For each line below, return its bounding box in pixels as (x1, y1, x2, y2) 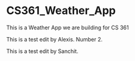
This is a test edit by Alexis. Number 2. (6, 35, 103, 43)
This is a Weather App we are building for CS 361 (6, 24, 129, 31)
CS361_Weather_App (6, 4, 116, 18)
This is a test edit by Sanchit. (6, 47, 79, 55)
